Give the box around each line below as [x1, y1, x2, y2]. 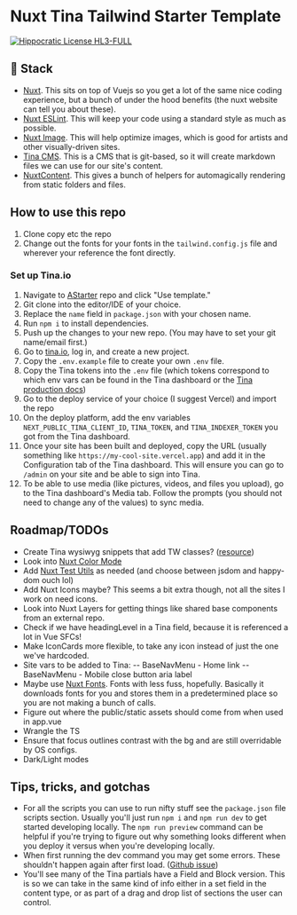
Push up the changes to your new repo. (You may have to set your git [22, 327, 277, 338]
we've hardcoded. [22, 650, 90, 660]
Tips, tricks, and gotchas [10, 779, 151, 795]
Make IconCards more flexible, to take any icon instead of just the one [22, 641, 279, 651]
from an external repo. [22, 612, 106, 623]
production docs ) [22, 383, 87, 394]
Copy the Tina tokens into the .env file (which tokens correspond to [22, 365, 270, 375]
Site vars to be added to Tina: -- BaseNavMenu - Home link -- [22, 659, 250, 670]
